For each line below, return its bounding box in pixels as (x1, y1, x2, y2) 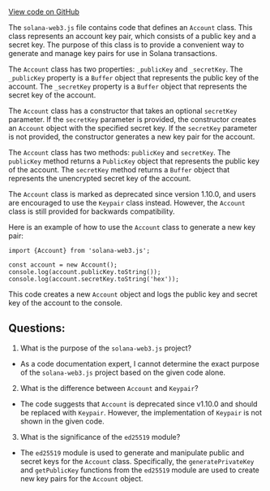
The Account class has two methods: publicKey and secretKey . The (8, 148, 231, 157)
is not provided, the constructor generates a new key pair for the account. (8, 132, 255, 141)
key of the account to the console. (8, 298, 123, 307)
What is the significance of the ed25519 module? (19, 432, 181, 441)
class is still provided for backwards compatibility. (8, 206, 175, 216)
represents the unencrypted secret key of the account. (8, 174, 191, 183)
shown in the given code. (19, 416, 105, 426)
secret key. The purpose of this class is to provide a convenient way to (8, 40, 245, 50)
